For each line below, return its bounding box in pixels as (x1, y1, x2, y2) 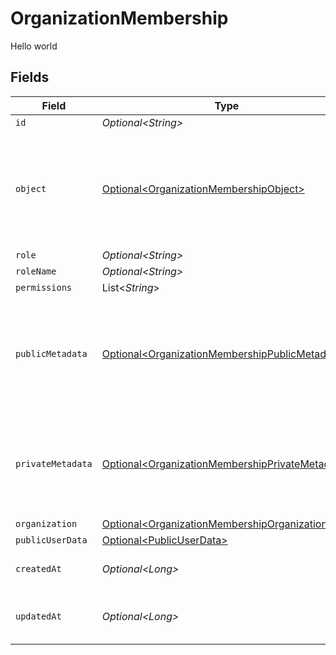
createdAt (15, 563, 62, 574)
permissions (15, 282, 73, 293)
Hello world (10, 40, 58, 52)
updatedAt (15, 610, 62, 622)
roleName (15, 265, 57, 277)
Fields (10, 69, 50, 86)
